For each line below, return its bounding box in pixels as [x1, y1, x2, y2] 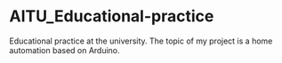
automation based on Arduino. [9, 44, 120, 55]
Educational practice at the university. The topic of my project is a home [9, 35, 273, 46]
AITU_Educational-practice [9, 6, 214, 27]
